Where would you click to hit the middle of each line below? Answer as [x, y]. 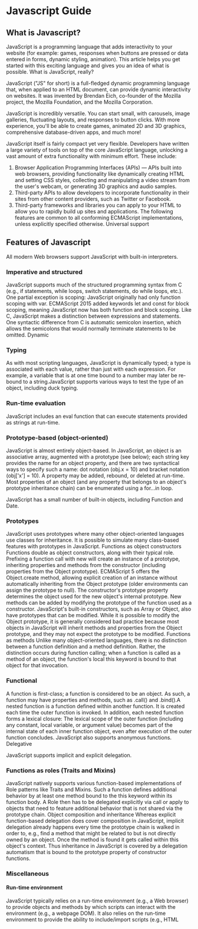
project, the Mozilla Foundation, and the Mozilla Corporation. [80, 102]
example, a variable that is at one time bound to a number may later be [92, 375]
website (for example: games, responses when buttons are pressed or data [97, 53]
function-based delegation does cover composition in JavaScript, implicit [95, 821]
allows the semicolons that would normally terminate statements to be [91, 329]
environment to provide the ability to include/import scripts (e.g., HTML [92, 920]
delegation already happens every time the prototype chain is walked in [93, 827]
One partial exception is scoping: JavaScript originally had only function [93, 297]
